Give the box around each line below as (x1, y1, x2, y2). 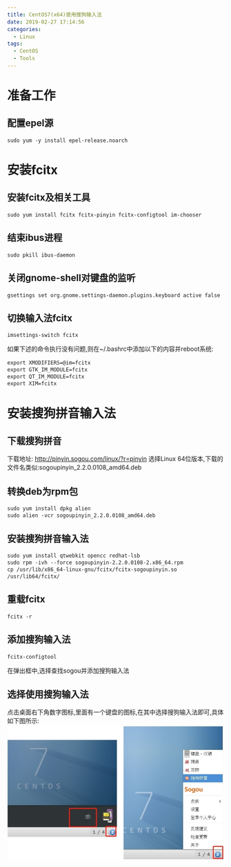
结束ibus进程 (7, 232, 63, 244)
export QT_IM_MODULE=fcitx (7, 374, 85, 381)
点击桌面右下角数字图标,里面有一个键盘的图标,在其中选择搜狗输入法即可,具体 (7, 708, 224, 716)
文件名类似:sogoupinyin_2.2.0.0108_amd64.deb (7, 464, 142, 472)
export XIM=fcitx (7, 381, 57, 387)
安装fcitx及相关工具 (7, 192, 91, 203)
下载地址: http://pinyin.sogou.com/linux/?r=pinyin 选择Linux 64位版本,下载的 (7, 455, 223, 463)
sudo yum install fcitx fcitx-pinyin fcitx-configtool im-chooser (7, 211, 202, 218)
